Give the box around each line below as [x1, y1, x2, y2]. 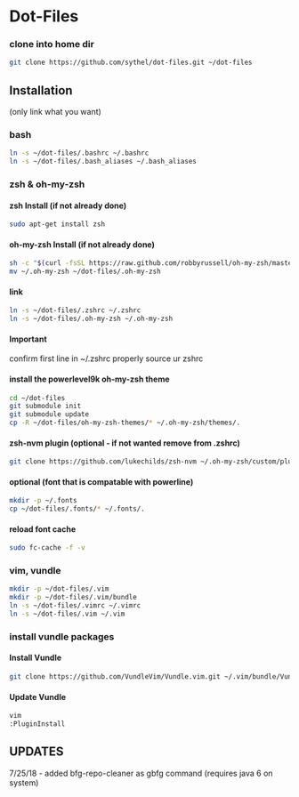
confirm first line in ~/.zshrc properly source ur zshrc [9, 353, 204, 364]
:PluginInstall [9, 720, 66, 729]
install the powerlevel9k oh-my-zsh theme [9, 374, 171, 384]
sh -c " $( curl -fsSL [9, 259, 86, 268]
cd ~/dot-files [9, 393, 66, 402]
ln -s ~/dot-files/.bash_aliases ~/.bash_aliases [9, 157, 198, 166]
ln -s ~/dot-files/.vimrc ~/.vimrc [9, 601, 141, 610]
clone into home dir [9, 38, 95, 51]
